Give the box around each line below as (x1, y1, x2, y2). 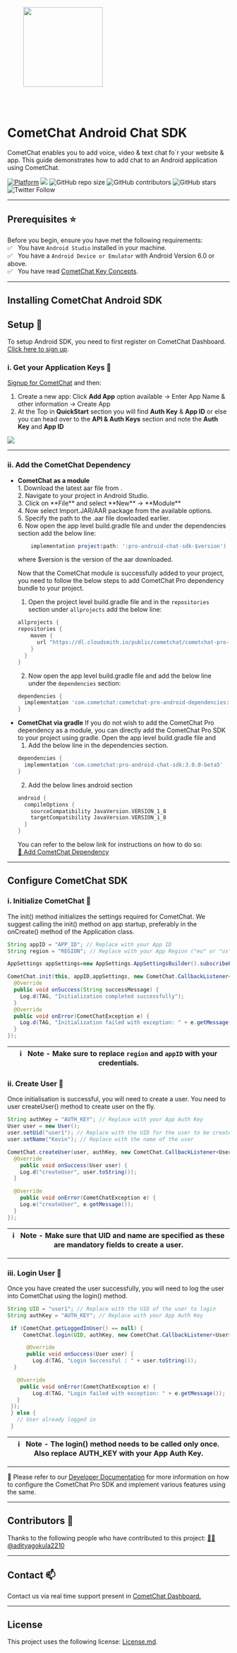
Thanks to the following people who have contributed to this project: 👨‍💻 (7, 1533, 216, 1542)
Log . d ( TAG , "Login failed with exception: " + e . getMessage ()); (32, 1390, 226, 1397)
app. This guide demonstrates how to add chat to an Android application (7, 156, 217, 164)
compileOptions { (24, 801, 75, 808)
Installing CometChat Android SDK (7, 295, 163, 307)
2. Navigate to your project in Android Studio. (17, 491, 150, 499)
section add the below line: (17, 528, 97, 538)
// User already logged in (16, 1416, 97, 1424)
